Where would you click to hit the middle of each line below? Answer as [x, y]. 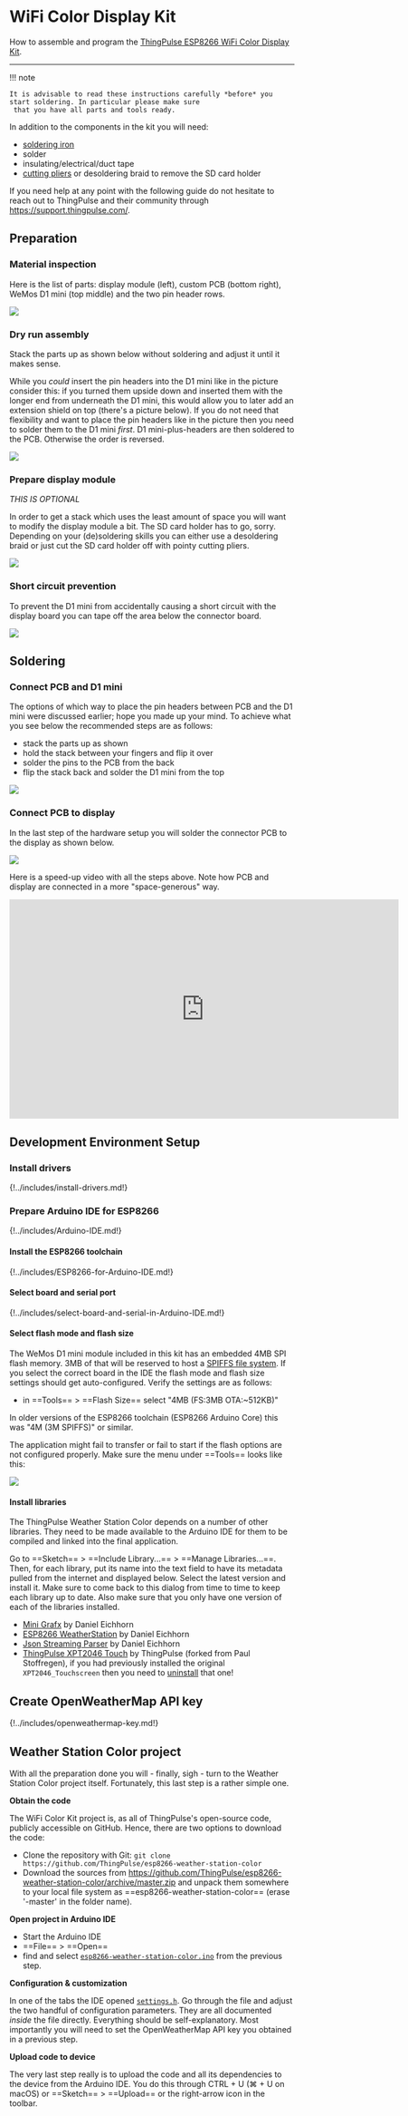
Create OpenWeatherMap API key [106, 1701]
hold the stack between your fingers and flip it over [118, 753]
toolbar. [24, 2103]
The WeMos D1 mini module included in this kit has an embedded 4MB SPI [148, 1354]
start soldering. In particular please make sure [105, 102]
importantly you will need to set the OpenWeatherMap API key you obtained [151, 2029]
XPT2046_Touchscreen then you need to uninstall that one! [128, 1673]
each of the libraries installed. [65, 1607]
